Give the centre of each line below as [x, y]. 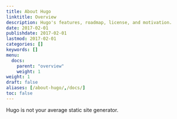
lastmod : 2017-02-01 [31, 39]
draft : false [22, 83]
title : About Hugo [29, 11]
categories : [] [25, 45]
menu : [13, 55]
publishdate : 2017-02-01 [36, 33]
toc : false [19, 93]
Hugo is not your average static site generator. [62, 110]
